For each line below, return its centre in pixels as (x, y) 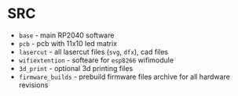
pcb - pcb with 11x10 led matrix (68, 43)
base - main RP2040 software (66, 35)
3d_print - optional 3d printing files (76, 68)
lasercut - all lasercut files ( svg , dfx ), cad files (93, 52)
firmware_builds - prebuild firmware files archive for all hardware (124, 76)
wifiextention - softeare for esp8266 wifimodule (96, 60)
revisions (33, 85)
